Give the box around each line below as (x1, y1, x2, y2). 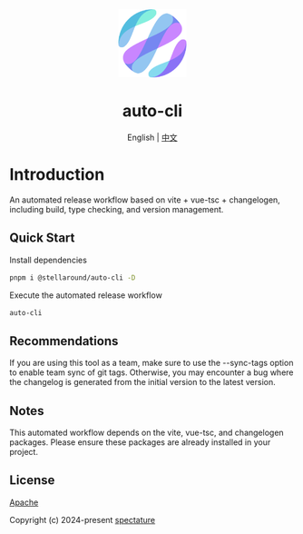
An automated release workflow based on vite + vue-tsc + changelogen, (9, 194, 281, 205)
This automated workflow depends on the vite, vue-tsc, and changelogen (9, 427, 284, 439)
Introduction (9, 164, 105, 185)
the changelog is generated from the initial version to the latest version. (9, 377, 276, 388)
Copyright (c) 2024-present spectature (9, 514, 156, 525)
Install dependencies (9, 254, 88, 265)
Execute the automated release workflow (9, 290, 163, 301)
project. (9, 447, 39, 458)
